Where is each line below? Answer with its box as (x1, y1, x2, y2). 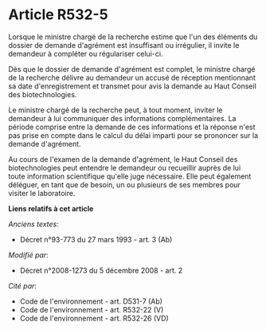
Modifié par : (8, 249, 49, 260)
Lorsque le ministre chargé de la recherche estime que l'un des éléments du (8, 32, 258, 41)
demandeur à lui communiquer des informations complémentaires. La (8, 113, 237, 123)
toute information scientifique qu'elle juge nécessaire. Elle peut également (8, 171, 252, 181)
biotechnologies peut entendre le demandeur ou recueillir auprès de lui (8, 163, 241, 172)
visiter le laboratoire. (8, 188, 76, 198)
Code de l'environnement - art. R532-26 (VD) (19, 313, 169, 323)
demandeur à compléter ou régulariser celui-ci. (8, 49, 163, 58)
